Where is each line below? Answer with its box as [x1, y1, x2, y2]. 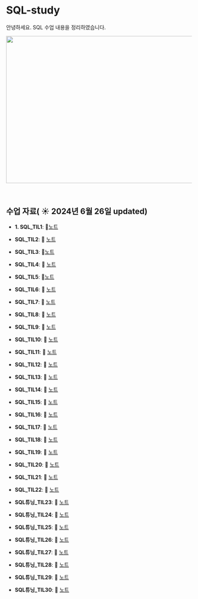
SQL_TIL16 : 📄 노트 [14, 411, 58, 418]
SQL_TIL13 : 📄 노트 [14, 373, 58, 380]
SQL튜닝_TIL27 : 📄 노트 [14, 548, 69, 555]
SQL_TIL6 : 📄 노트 [14, 286, 56, 293]
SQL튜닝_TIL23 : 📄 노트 [14, 498, 70, 505]
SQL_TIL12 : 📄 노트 [14, 360, 58, 368]
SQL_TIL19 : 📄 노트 [14, 448, 58, 455]
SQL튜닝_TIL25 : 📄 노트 [14, 524, 69, 531]
